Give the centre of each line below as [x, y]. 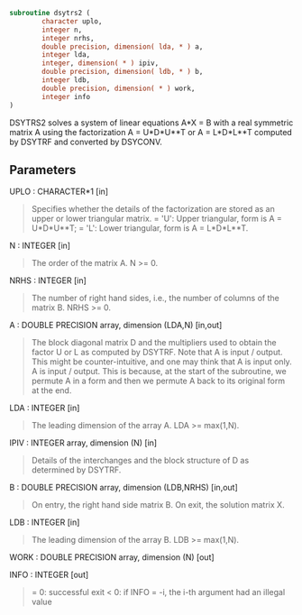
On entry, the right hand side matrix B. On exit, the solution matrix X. [158, 505]
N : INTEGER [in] [40, 246]
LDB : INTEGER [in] [45, 522]
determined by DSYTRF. [76, 470]
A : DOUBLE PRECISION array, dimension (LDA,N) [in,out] [116, 326]
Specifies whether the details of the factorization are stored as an [153, 209]
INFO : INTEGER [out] [49, 575]
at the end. [51, 390]
